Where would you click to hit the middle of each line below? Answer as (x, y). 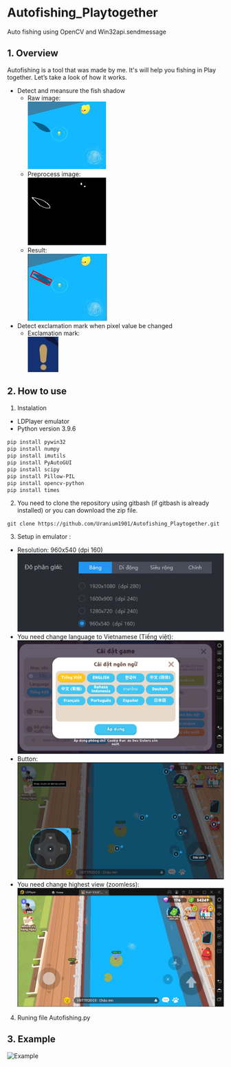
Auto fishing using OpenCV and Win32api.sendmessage (87, 32)
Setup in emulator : (44, 536)
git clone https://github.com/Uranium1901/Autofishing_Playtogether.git (113, 524)
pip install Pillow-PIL (41, 476)
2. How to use (37, 391)
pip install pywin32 (37, 442)
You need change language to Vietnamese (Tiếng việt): (95, 636)
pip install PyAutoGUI (40, 462)
